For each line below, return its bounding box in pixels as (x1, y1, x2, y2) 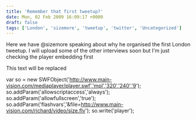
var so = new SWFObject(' (6, 76, 70, 83)
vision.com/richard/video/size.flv (6, 107, 86, 114)
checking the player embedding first (6, 53, 94, 60)
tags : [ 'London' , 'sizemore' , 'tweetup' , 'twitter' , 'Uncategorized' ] (6, 25, 182, 31)
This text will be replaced (6, 65, 67, 72)
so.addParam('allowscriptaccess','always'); (6, 88, 111, 95)
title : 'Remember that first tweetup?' (6, 8, 104, 15)
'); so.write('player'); (85, 107, 135, 114)
